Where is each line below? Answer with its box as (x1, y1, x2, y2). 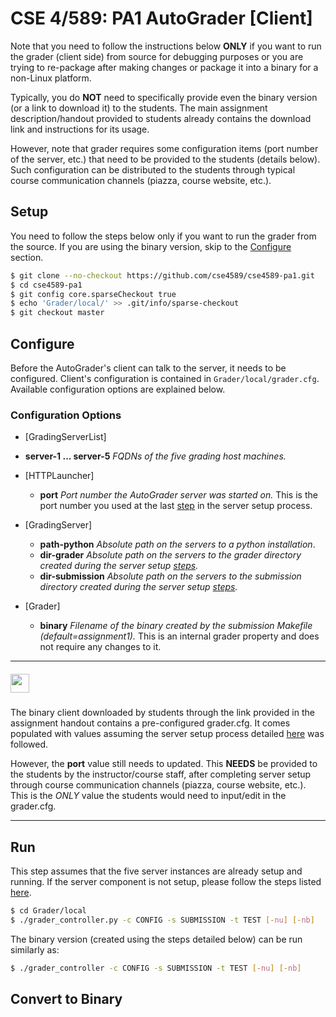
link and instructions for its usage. (10, 123, 150, 135)
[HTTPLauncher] (24, 470, 95, 482)
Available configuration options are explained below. (10, 383, 226, 395)
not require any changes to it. (39, 641, 162, 653)
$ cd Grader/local (10, 906, 87, 916)
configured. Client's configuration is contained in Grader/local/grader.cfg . (10, 372, 320, 384)
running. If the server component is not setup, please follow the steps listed (10, 876, 322, 888)
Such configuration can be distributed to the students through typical (10, 163, 296, 176)
